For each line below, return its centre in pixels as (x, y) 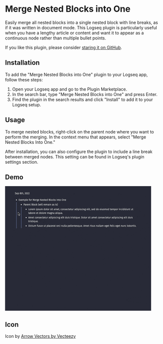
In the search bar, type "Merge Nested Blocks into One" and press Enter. (85, 94)
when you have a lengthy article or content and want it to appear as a (74, 33)
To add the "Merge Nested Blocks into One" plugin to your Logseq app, (76, 75)
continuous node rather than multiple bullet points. (55, 38)
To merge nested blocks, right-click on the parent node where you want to (80, 132)
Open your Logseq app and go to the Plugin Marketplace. (70, 89)
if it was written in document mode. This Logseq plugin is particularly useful (81, 27)
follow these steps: (24, 79)
